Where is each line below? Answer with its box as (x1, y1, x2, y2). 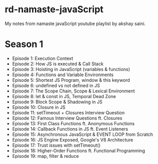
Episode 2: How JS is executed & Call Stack (12, 60, 104, 67)
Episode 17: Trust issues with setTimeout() (12, 142, 101, 148)
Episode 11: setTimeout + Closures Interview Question (12, 109, 125, 115)
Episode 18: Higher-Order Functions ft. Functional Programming (12, 147, 145, 154)
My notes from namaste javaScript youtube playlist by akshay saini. (5, 20, 146, 27)
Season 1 (5, 38, 44, 50)
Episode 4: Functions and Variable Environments (12, 72, 114, 78)
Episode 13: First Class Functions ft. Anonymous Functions (12, 120, 135, 126)
